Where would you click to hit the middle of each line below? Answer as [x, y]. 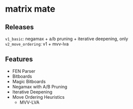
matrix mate [30, 9]
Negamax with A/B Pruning [40, 87]
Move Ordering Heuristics [38, 97]
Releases [19, 27]
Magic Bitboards [29, 81]
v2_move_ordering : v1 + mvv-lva [37, 44]
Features [19, 59]
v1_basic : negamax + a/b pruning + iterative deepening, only [67, 39]
